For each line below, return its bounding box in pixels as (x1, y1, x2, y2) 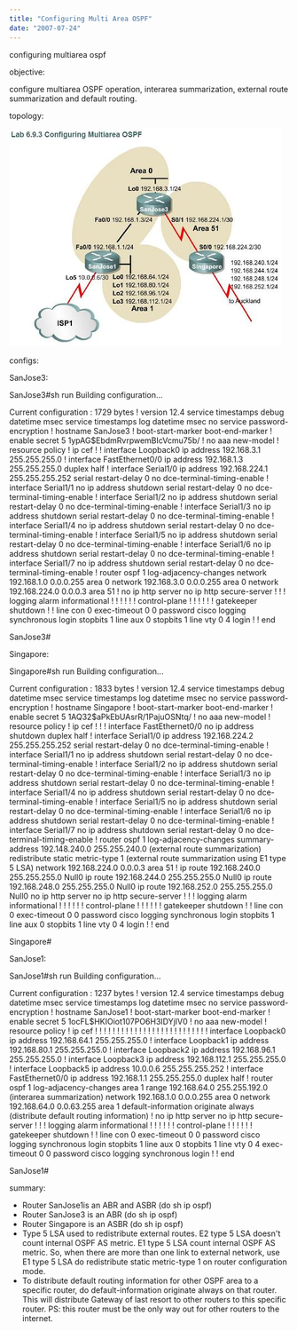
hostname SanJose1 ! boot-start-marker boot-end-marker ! (54, 1006, 270, 1017)
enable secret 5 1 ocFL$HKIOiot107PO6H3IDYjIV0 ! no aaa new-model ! (9, 1016, 268, 1026)
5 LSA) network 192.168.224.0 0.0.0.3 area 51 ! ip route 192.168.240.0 (9, 862, 262, 873)
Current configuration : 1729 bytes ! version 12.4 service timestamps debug (9, 407, 285, 417)
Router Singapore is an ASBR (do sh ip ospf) (21, 1218, 184, 1229)
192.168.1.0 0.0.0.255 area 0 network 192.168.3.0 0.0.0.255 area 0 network (9, 576, 279, 587)
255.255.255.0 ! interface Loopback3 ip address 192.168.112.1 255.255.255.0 (9, 1053, 286, 1065)
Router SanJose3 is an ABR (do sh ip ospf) (21, 1208, 178, 1220)
